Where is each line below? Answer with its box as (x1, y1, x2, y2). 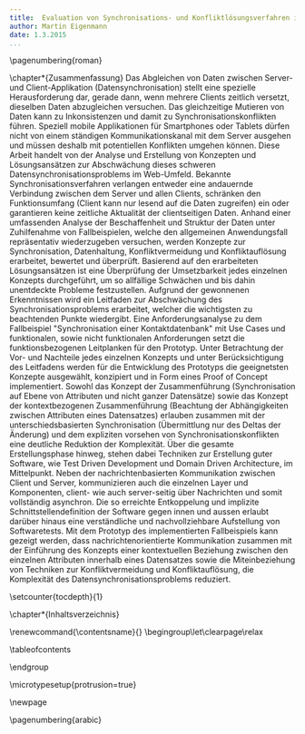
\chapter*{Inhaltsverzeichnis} (9, 609, 120, 620)
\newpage (9, 697, 48, 708)
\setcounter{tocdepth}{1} (9, 592, 103, 602)
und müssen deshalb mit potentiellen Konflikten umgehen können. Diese (9, 140, 280, 151)
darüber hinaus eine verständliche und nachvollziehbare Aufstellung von (9, 516, 280, 527)
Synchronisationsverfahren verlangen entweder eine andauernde (9, 179, 254, 190)
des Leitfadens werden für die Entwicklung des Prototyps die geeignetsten (9, 362, 289, 373)
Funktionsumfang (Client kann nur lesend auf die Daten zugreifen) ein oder (9, 198, 290, 209)
